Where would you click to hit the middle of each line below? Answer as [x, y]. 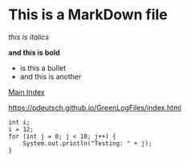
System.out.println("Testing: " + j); [87, 143]
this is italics [29, 37]
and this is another [51, 76]
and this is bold [34, 52]
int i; [19, 122]
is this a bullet [43, 68]
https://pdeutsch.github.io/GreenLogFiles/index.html [95, 107]
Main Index [27, 92]
